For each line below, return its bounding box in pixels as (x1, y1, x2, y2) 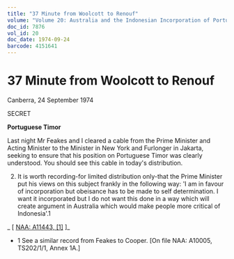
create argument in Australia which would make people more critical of (17, 202, 221, 210)
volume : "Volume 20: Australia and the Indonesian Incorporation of (7, 17, 210, 24)
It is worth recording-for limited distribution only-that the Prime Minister (17, 172, 223, 180)
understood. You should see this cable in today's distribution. (7, 158, 183, 167)
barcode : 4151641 (7, 43, 58, 50)
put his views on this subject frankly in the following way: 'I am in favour (17, 179, 224, 188)
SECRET (7, 109, 31, 117)
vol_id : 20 (7, 29, 39, 37)
